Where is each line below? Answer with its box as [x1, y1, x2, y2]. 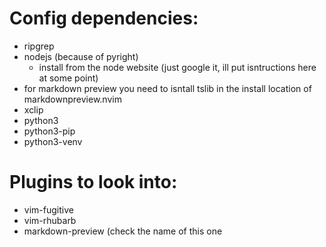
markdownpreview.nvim [23, 93, 122, 105]
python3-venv [23, 135, 83, 147]
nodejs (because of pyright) [23, 50, 139, 62]
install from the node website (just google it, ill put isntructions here [38, 61, 317, 73]
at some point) [38, 72, 99, 84]
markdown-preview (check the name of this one [23, 225, 223, 237]
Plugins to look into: [9, 171, 178, 194]
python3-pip [23, 125, 76, 137]
